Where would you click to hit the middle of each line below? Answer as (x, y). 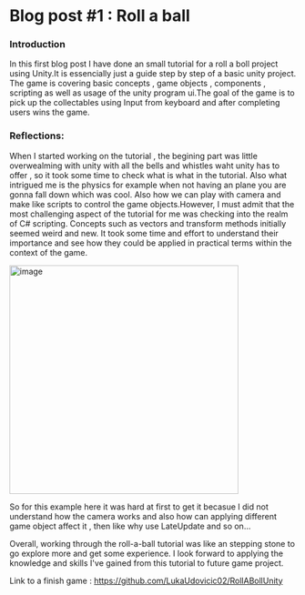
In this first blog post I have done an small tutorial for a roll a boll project (144, 64)
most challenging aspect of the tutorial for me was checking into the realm (149, 214)
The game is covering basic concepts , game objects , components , (138, 84)
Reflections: (37, 136)
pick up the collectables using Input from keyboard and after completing (145, 103)
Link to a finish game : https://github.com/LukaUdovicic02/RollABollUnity (147, 580)
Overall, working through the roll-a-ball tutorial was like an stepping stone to (152, 543)
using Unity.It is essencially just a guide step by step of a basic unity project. (153, 74)
